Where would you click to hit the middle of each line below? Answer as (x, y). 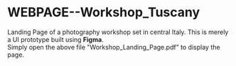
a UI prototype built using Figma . (56, 39)
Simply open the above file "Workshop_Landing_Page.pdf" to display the (114, 47)
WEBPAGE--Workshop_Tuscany (104, 12)
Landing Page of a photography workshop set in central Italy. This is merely (118, 32)
